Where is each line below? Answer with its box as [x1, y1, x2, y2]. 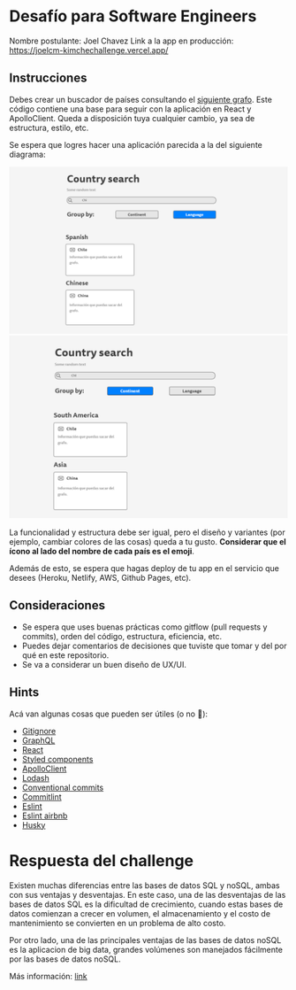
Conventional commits [21, 782, 104, 793]
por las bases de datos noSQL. [9, 954, 121, 964]
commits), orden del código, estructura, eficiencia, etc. [21, 630, 223, 641]
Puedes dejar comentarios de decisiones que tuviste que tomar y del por [21, 640, 287, 651]
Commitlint [21, 791, 62, 802]
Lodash [21, 772, 50, 783]
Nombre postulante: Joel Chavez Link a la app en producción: [9, 35, 234, 46]
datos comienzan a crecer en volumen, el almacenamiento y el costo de [9, 908, 271, 918]
